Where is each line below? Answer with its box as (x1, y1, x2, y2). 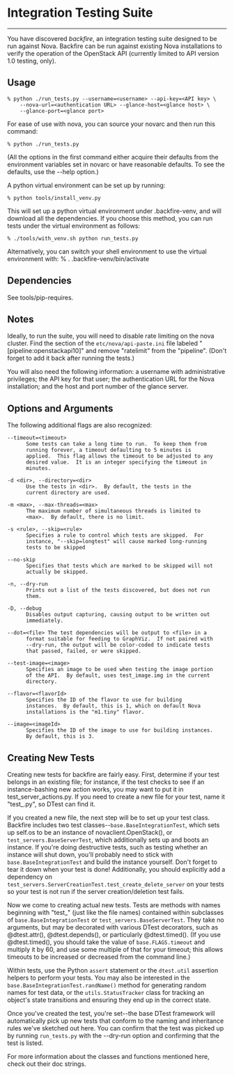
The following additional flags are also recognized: (7, 421, 152, 430)
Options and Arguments (7, 402, 114, 414)
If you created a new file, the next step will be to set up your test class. (7, 813, 210, 822)
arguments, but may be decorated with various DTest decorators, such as (7, 923, 219, 931)
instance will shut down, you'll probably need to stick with (7, 851, 173, 858)
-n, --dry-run (7, 581, 49, 588)
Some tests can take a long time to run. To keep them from (25, 441, 208, 448)
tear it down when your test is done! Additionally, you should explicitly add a (7, 865, 226, 873)
